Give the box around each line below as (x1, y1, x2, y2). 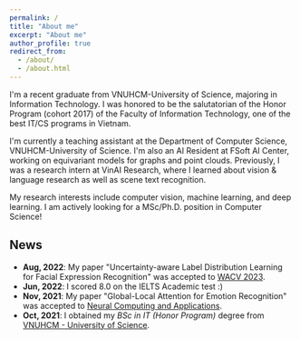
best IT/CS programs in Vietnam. (9, 117, 131, 128)
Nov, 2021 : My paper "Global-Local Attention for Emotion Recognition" (22, 290, 287, 301)
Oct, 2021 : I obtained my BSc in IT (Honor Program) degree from (22, 310, 265, 321)
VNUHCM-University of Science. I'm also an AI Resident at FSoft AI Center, (9, 145, 290, 155)
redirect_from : (9, 47, 67, 56)
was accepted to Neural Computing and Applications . (22, 300, 223, 311)
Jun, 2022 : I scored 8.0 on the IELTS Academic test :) (22, 281, 224, 292)
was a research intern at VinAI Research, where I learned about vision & (9, 165, 277, 175)
